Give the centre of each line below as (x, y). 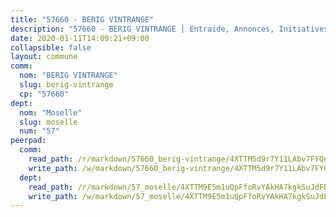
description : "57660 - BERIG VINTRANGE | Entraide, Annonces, (142, 29)
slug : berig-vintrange (66, 85)
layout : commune (44, 57)
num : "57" (39, 131)
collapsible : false (51, 47)
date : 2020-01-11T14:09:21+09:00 (80, 38)
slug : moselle (48, 122)
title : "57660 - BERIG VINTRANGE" (82, 19)
